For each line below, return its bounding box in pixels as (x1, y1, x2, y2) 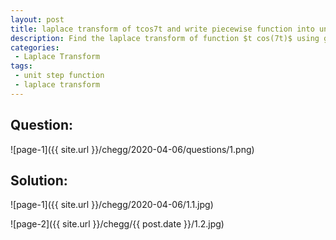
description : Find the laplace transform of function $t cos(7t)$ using (10, 33, 320, 43)
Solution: (10, 172, 68, 189)
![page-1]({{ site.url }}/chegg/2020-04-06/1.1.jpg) (10, 199, 214, 211)
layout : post (10, 14, 65, 25)
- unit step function (14, 71, 105, 81)
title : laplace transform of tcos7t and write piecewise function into (10, 24, 315, 34)
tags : (10, 61, 33, 71)
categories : (10, 42, 60, 53)
